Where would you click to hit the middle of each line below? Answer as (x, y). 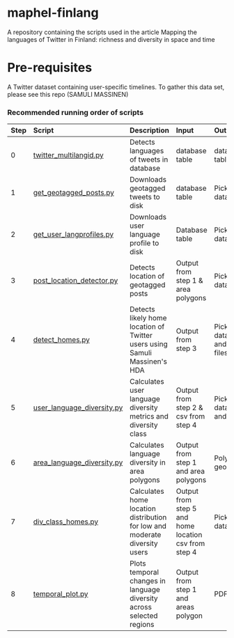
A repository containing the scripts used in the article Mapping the (102, 32)
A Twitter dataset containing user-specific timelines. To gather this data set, (116, 87)
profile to (145, 243)
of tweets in (149, 159)
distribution (148, 518)
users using (149, 344)
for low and (148, 526)
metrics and (149, 417)
